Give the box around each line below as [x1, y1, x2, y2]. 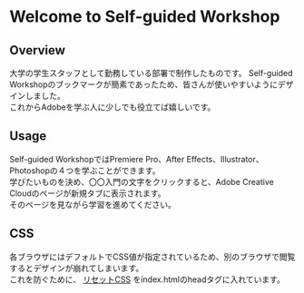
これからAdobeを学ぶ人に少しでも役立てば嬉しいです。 [9, 102, 216, 112]
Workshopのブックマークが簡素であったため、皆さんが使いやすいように [9, 79, 279, 90]
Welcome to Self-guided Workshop [9, 6, 280, 27]
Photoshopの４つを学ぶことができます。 [9, 165, 161, 176]
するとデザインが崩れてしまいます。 [9, 262, 144, 273]
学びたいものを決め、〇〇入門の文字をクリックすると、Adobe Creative [9, 176, 274, 187]
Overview [9, 43, 66, 58]
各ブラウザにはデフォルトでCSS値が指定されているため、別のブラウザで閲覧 [9, 251, 296, 262]
